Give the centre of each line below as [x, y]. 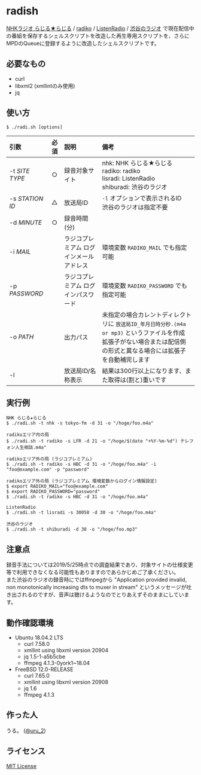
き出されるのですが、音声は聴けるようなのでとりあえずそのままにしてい [95, 595]
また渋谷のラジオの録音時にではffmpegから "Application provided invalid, [97, 580]
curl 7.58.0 [36, 644]
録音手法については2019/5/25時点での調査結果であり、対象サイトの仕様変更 [100, 565]
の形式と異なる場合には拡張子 [144, 350]
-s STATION [26, 199]
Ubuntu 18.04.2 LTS [39, 637]
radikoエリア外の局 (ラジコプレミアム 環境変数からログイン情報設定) [82, 481]
